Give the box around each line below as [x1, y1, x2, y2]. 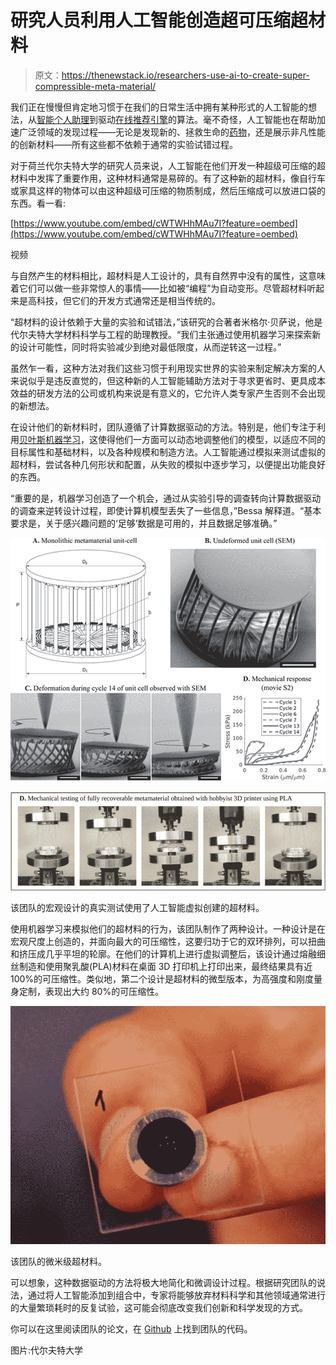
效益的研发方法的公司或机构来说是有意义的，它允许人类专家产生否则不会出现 [10, 387, 326, 399]
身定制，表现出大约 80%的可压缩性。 [10, 985, 165, 997]
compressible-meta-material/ [34, 80, 157, 92]
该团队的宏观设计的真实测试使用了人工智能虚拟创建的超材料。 [10, 901, 265, 913]
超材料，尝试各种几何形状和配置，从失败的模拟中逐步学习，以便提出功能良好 [10, 458, 326, 470]
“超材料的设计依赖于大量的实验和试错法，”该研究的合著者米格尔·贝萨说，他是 [10, 316, 323, 328]
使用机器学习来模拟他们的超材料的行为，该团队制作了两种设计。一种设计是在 [10, 922, 326, 935]
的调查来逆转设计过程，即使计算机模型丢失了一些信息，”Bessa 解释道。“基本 [10, 504, 322, 516]
